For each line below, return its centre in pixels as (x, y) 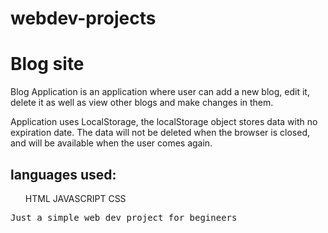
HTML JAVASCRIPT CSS (75, 198)
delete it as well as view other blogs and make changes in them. (142, 103)
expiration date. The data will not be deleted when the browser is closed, (160, 133)
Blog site (47, 64)
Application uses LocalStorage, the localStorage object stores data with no (164, 122)
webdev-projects (83, 18)
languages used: (63, 174)
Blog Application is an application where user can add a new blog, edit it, (160, 92)
